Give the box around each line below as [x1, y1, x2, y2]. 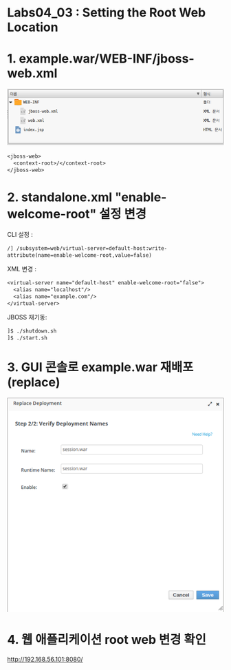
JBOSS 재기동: [7, 313, 47, 321]
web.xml [7, 65, 58, 81]
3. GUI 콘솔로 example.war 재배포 [7, 359, 194, 375]
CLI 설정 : [7, 230, 33, 238]
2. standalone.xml [7, 189, 113, 205]
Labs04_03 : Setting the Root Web [7, 5, 206, 21]
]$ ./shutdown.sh [7, 327, 57, 335]
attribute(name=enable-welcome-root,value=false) [7, 251, 153, 259]
